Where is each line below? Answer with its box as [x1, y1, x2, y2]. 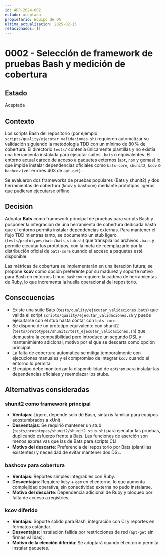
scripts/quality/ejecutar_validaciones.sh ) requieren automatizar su [5, 135, 149, 141]
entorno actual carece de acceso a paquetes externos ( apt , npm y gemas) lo [5, 157, 161, 163]
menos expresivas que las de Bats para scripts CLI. [12, 438, 118, 444]
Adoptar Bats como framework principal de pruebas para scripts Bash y [5, 215, 153, 221]
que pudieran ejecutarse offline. [5, 188, 71, 194]
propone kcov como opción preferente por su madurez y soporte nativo [5, 268, 153, 274]
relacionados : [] [5, 26, 41, 31]
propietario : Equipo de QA [5, 17, 61, 22]
